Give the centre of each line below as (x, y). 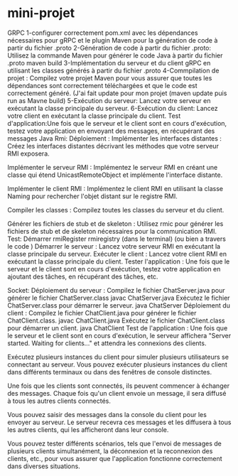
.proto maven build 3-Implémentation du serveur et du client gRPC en (109, 63)
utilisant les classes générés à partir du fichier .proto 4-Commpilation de (113, 70)
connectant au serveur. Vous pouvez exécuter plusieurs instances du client (117, 364)
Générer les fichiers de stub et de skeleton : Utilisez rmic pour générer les (115, 223)
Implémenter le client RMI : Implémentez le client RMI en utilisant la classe (115, 188)
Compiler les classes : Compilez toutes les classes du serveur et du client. (116, 210)
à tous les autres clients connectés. (59, 401)
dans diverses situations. (44, 466)
